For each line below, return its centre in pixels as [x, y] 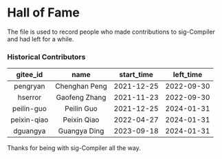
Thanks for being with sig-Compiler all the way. [74, 148]
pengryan [29, 86]
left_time [188, 75]
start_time [136, 75]
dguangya [30, 131]
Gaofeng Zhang [81, 98]
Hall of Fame [44, 13]
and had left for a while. [41, 39]
